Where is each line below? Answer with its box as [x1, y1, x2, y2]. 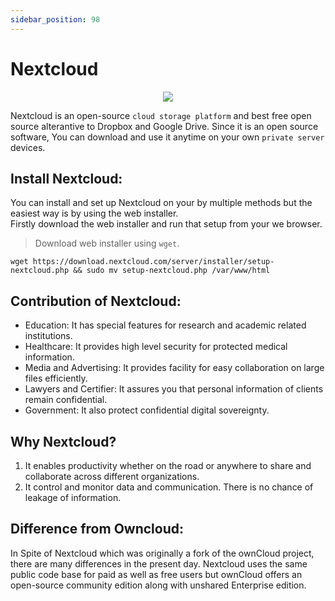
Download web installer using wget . [34, 237, 180, 250]
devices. [10, 141, 46, 153]
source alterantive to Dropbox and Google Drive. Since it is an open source [10, 120, 319, 132]
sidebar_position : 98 [10, 14, 101, 25]
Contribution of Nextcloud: [10, 292, 182, 310]
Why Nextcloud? [10, 433, 117, 450]
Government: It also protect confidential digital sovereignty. [24, 404, 270, 416]
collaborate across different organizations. [24, 471, 200, 482]
